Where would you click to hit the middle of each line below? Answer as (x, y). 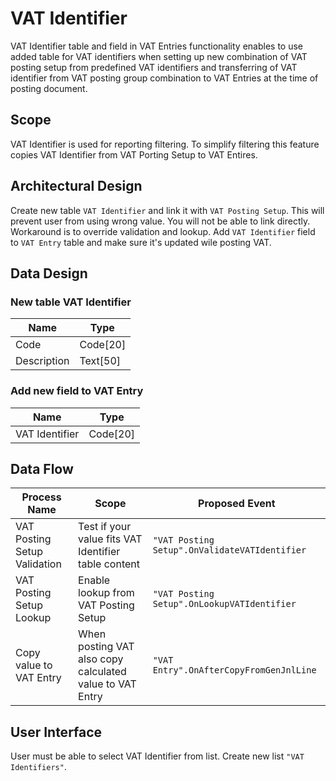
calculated (102, 672)
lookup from (106, 593)
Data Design (49, 273)
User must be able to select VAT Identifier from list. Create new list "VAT (157, 756)
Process (41, 497)
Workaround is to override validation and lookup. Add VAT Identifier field (163, 231)
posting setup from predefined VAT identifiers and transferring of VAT (154, 67)
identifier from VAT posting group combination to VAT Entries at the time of (164, 78)
